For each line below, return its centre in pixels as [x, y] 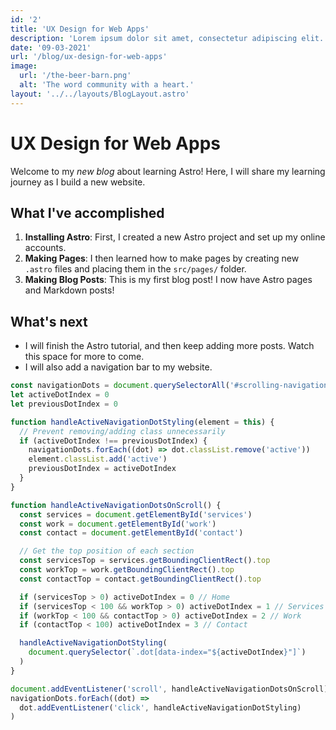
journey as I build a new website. [78, 182]
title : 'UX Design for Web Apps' [80, 29]
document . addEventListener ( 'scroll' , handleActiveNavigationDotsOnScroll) [169, 689]
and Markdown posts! [69, 290]
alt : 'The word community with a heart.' [107, 85]
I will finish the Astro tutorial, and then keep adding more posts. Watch [169, 346]
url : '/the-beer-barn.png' [75, 76]
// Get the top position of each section [107, 551]
